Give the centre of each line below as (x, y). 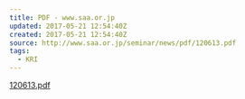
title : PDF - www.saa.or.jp (62, 18)
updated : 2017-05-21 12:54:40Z (68, 26)
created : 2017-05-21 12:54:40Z (68, 34)
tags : (19, 51)
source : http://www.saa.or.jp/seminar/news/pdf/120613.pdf (123, 43)
